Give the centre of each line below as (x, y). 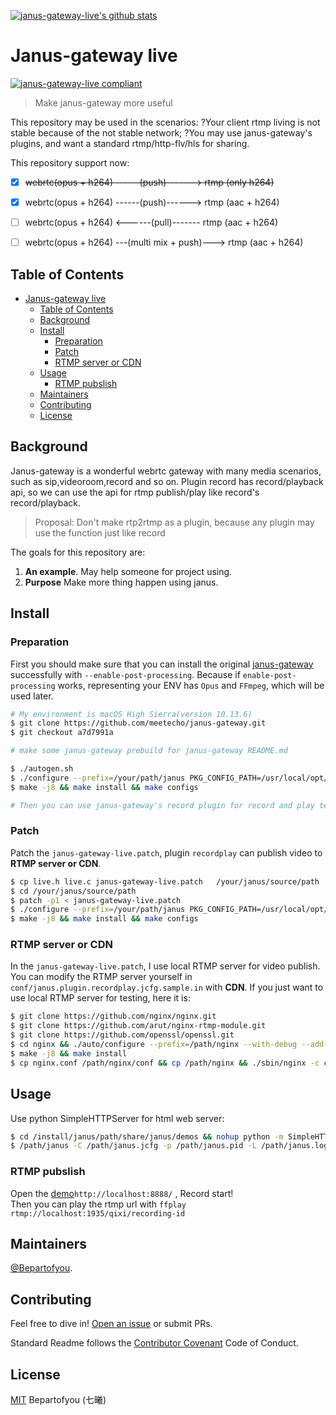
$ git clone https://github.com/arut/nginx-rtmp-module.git (138, 1026)
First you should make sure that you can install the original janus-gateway (162, 664)
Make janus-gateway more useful (103, 102)
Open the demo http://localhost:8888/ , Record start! (122, 1193)
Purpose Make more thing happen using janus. (121, 582)
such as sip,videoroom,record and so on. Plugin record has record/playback (167, 481)
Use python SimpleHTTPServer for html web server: (117, 1118)
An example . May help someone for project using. (128, 571)
